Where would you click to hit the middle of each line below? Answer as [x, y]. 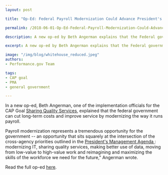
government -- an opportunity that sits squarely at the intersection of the [80, 136]
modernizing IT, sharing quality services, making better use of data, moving [83, 147]
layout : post [19, 10]
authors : [14, 60]
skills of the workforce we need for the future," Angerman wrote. [72, 158]
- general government [28, 87]
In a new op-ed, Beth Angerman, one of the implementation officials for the [82, 106]
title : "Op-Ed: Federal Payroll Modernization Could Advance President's [84, 19]
